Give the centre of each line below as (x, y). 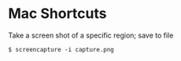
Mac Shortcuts (57, 14)
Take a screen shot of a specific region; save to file (91, 35)
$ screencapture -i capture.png (61, 49)
